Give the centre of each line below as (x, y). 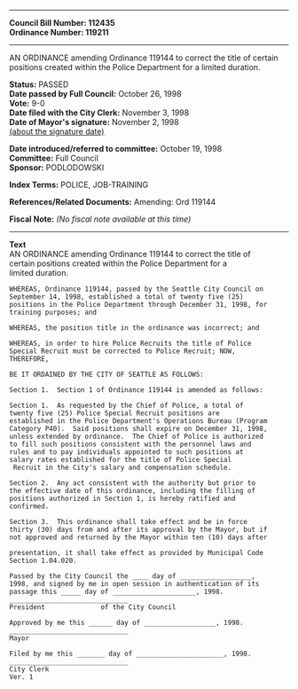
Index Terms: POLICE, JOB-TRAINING (79, 184)
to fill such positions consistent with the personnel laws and (130, 444)
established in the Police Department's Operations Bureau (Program (138, 421)
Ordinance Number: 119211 (59, 32)
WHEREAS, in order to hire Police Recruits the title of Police (130, 343)
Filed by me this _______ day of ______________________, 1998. (130, 654)
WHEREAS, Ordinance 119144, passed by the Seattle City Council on (137, 289)
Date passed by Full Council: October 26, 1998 (95, 94)
